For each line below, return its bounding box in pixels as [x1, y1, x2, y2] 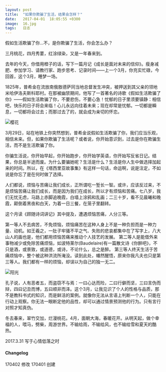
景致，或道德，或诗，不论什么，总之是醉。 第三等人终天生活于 [26, 247, 154, 252]
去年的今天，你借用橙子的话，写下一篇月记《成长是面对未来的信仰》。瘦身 [5, 61, 155, 67]
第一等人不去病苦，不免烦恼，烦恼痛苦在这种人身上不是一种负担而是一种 [5, 222, 152, 228]
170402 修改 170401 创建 [5, 362, 56, 368]
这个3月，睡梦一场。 [18, 73, 60, 79]
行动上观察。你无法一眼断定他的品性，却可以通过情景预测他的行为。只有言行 [5, 299, 161, 305]
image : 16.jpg [5, 21, 37, 26]
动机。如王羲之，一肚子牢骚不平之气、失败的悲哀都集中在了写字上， [13, 228, 152, 234]
